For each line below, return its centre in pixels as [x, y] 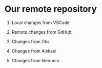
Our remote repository [51, 9]
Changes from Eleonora [35, 60]
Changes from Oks [31, 41]
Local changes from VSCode [41, 23]
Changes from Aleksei [34, 51]
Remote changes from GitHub [41, 32]
